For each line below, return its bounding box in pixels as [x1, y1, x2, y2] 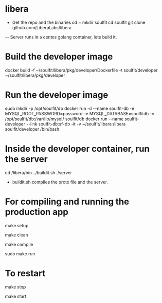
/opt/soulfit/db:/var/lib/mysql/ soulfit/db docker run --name [5, 116, 124, 122]
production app [5, 206, 69, 217]
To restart [5, 267, 46, 279]
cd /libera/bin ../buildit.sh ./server [5, 169, 72, 176]
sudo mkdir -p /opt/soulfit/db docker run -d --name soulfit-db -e [5, 106, 135, 111]
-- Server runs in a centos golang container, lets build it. [5, 34, 117, 40]
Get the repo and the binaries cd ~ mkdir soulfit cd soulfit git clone [12, 19, 145, 25]
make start [5, 293, 27, 299]
